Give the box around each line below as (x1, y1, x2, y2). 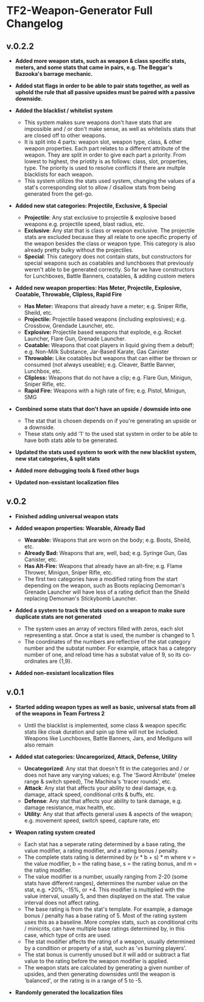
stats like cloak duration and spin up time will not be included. (24, 728, 179, 735)
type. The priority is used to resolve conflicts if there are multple (24, 164, 186, 171)
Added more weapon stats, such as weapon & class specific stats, (15, 57, 186, 64)
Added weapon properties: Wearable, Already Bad (15, 524, 146, 532)
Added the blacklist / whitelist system (15, 107, 113, 114)
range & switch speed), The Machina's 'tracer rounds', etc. (24, 778, 172, 785)
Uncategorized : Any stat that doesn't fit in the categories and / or (24, 765, 189, 772)
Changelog (6, 17, 63, 31)
